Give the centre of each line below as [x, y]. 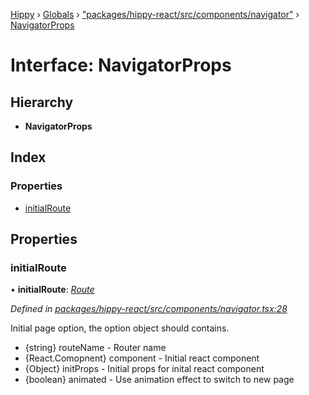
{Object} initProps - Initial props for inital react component [144, 369]
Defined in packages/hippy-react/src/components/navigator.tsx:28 [149, 309]
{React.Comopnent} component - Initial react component [142, 358]
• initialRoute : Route [52, 290]
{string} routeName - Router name [95, 348]
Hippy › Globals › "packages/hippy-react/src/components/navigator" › [155, 14]
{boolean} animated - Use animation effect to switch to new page [159, 380]
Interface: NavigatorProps [121, 65]
